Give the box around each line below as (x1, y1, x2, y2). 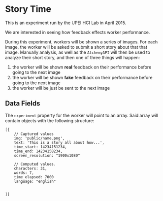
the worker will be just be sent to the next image (12, 85, 110, 91)
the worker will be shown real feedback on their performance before (12, 64, 152, 70)
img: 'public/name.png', (14, 135, 65, 141)
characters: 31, (14, 166, 48, 171)
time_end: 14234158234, (14, 149, 63, 154)
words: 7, (14, 170, 34, 175)
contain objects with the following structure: (5, 117, 95, 124)
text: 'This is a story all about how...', (14, 140, 105, 145)
